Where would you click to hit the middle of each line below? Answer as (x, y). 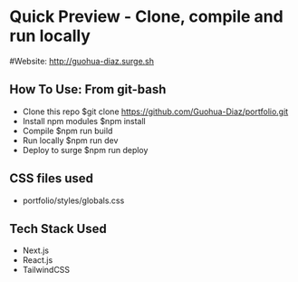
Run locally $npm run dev (70, 140)
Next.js (36, 250)
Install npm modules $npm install (84, 121)
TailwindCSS (46, 270)
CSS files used (51, 179)
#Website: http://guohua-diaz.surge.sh (82, 61)
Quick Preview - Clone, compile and (146, 17)
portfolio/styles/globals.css (73, 200)
